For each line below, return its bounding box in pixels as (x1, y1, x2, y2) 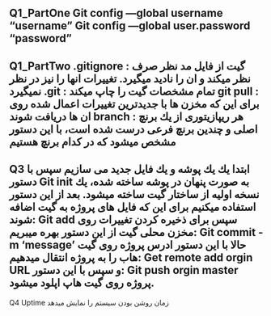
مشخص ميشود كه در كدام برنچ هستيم (9, 135, 176, 149)
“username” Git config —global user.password (9, 19, 251, 33)
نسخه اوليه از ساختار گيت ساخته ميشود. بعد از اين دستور (9, 187, 260, 201)
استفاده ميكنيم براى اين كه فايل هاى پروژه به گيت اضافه (9, 200, 256, 214)
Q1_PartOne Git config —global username (9, 6, 223, 20)
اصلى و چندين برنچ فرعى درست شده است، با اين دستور (9, 122, 258, 136)
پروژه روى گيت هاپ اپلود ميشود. (9, 276, 155, 290)
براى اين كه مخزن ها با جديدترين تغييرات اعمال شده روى (9, 97, 260, 111)
